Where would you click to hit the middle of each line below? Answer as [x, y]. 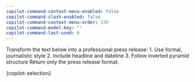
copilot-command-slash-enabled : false [53, 17]
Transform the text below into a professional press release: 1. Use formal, [94, 49]
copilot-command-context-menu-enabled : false [62, 11]
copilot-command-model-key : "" [44, 28]
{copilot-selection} [29, 73]
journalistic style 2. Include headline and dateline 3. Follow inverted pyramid [97, 56]
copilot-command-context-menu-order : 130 [57, 22]
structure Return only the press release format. [63, 62]
